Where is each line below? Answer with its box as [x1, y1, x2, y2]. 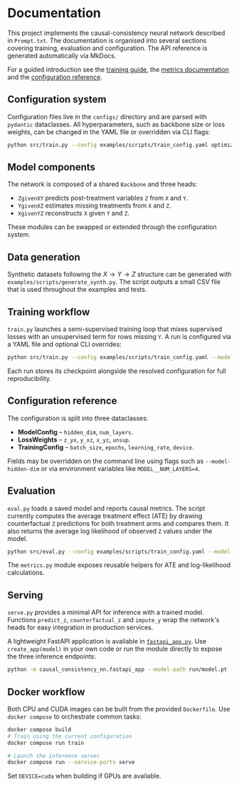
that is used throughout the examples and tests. [7, 285, 147, 294]
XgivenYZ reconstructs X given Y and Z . [17, 209, 130, 218]
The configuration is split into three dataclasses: [7, 414, 149, 422]
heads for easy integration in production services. [7, 623, 154, 632]
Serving [7, 589, 43, 601]
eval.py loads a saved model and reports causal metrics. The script [7, 504, 206, 512]
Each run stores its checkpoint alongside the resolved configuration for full [7, 366, 226, 375]
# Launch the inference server [7, 752, 100, 759]
